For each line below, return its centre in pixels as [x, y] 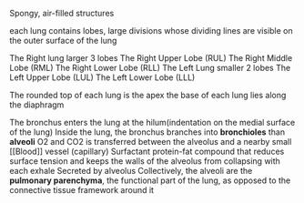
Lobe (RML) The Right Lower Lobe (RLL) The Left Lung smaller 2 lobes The [150, 68]
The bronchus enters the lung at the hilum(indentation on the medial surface [152, 122]
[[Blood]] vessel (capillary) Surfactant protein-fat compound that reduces [147, 151]
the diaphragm [37, 105]
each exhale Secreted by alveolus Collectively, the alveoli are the [131, 171]
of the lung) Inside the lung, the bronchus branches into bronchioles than [147, 132]
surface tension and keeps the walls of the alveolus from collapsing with [145, 161]
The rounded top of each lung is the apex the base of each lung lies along [148, 95]
